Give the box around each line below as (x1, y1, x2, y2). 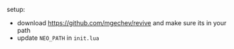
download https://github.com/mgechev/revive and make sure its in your (16, 19, 227, 27)
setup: (6, 6, 26, 13)
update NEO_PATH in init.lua (16, 34, 100, 42)
